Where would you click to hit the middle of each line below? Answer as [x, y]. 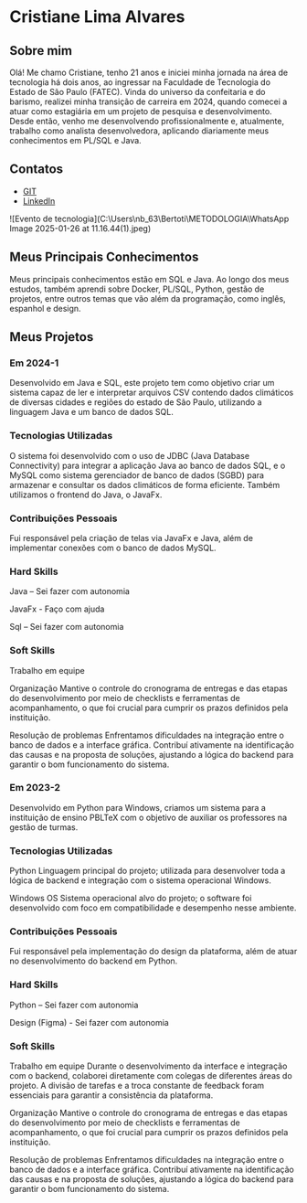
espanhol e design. [45, 308]
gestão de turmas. [44, 827]
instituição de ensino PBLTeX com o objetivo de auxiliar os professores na [148, 817]
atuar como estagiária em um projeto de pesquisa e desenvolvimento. [141, 111]
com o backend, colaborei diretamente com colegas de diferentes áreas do [151, 1075]
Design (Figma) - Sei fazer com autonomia [89, 1022]
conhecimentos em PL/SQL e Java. [75, 140]
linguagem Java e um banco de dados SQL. [91, 412]
